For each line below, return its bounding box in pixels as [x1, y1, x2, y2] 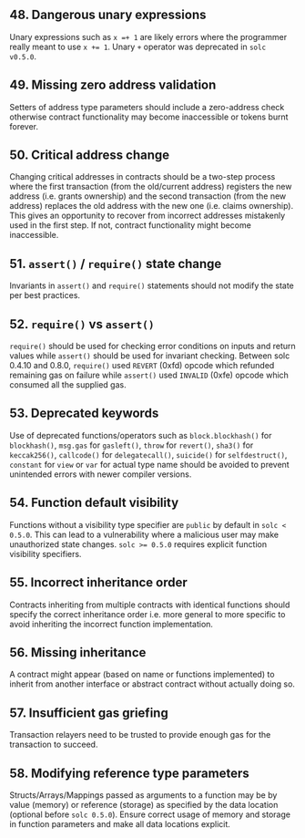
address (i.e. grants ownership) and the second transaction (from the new [9, 191, 287, 202]
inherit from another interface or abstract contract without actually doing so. [9, 678, 296, 689]
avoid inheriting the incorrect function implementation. [9, 618, 214, 629]
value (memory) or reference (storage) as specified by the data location [9, 799, 279, 810]
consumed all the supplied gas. [9, 379, 127, 390]
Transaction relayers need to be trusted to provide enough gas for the [9, 729, 271, 740]
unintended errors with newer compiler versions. [9, 469, 192, 480]
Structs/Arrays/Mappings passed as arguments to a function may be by [9, 789, 278, 801]
